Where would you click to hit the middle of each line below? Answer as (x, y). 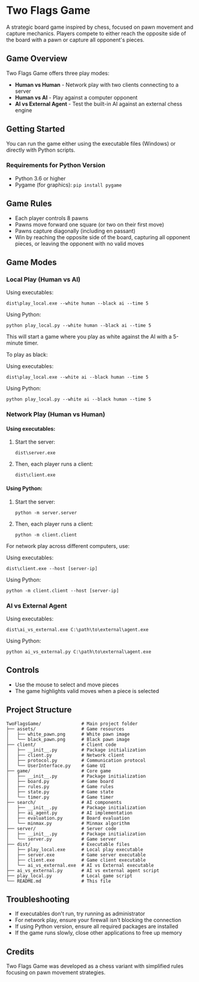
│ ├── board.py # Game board (60, 781)
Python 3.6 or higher (40, 178)
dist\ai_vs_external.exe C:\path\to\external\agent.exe (77, 629)
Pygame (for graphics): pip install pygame (68, 185)
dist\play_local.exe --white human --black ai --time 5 (77, 303)
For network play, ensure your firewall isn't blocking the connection (98, 920)
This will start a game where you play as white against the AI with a (89, 337)
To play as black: (27, 355)
